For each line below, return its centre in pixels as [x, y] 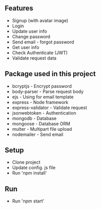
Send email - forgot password [43, 42]
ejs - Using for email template [43, 97]
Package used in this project [50, 74]
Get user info [26, 47]
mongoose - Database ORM [41, 124]
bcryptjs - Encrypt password [42, 86]
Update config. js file [34, 168]
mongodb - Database [34, 118]
